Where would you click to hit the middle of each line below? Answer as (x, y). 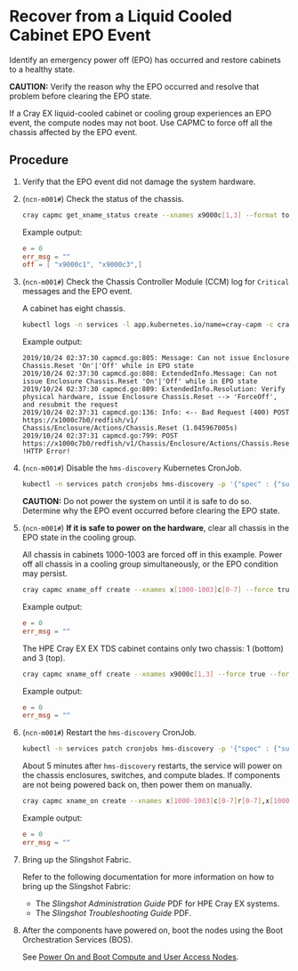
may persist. (45, 574)
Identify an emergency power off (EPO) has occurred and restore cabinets (145, 60)
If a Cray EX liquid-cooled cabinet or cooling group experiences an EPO (141, 113)
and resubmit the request (70, 405)
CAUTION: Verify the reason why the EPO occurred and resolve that (134, 86)
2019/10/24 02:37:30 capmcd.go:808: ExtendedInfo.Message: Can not (149, 374)
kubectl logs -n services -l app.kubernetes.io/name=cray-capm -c (148, 325)
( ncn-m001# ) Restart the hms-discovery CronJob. (109, 733)
